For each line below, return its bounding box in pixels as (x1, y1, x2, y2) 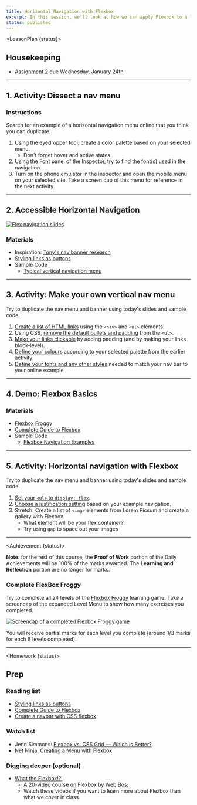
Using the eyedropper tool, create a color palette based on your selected (14, 139, 191, 146)
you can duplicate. (6, 127, 51, 135)
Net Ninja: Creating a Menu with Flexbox (14, 747, 113, 754)
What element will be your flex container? (23, 519, 124, 527)
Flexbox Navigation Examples (23, 439, 95, 446)
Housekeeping (6, 52, 60, 62)
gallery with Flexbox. (14, 513, 65, 520)
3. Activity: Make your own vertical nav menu (6, 290, 175, 300)
